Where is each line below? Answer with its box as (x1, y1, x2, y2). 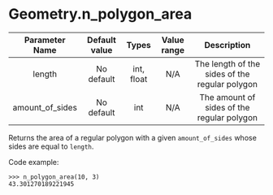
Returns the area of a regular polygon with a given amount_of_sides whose (8, 132, 258, 142)
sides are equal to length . (8, 141, 94, 151)
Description (204, 39, 251, 50)
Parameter (24, 34, 67, 45)
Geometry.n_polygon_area (8, 5, 193, 24)
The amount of (199, 91, 256, 102)
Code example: (8, 157, 59, 167)
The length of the (194, 58, 261, 69)
